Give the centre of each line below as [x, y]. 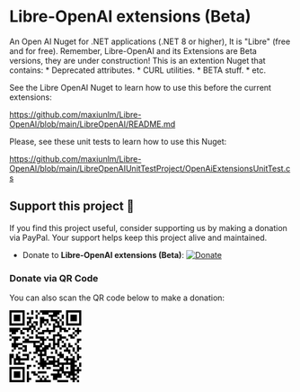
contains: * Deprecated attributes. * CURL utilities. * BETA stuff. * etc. [138, 70]
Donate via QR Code [54, 278]
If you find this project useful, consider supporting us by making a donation [148, 227]
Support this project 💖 [72, 206]
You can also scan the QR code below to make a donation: [117, 298]
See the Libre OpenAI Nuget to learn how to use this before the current [141, 87]
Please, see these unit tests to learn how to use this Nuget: [118, 141]
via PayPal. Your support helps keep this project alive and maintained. [138, 237]
